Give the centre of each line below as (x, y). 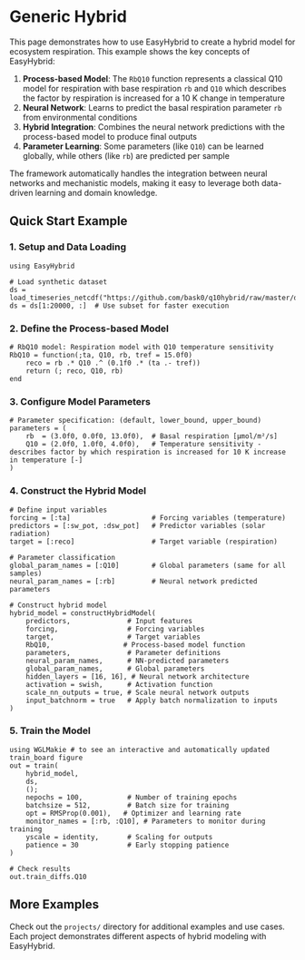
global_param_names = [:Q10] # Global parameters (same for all (148, 565)
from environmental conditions (80, 117)
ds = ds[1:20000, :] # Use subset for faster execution (119, 306)
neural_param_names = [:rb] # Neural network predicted (133, 581)
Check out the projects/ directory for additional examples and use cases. (148, 926)
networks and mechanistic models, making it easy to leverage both (135, 182)
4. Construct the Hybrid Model (78, 491)
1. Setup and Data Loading (68, 247)
